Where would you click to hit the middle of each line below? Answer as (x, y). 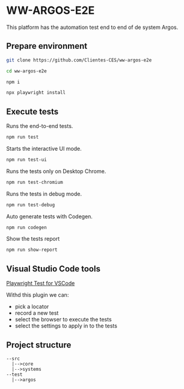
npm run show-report (32, 250)
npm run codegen (26, 227)
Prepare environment (47, 46)
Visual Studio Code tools (54, 269)
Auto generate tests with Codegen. (50, 216)
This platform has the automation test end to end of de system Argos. (92, 27)
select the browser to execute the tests (63, 320)
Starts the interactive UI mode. (44, 148)
